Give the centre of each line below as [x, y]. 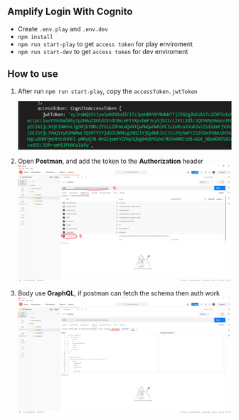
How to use [33, 74]
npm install [35, 37]
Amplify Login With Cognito [70, 12]
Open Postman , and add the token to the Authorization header [111, 161]
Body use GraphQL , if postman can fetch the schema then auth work [119, 293]
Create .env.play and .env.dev [63, 28]
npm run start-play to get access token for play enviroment [105, 44]
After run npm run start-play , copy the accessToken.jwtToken [107, 91]
